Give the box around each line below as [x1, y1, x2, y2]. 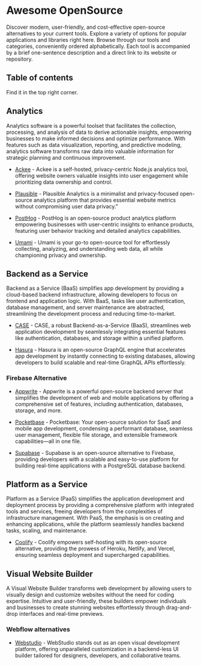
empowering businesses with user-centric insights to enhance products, [14, 220, 194, 228]
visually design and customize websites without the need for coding [6, 591, 175, 598]
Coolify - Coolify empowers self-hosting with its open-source [14, 538, 167, 546]
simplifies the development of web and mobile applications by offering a [14, 394, 194, 401]
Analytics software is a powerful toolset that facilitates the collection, [6, 122, 177, 129]
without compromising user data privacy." [14, 202, 118, 210]
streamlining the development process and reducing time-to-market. [6, 310, 176, 317]
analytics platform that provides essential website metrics [33, 196, 176, 203]
